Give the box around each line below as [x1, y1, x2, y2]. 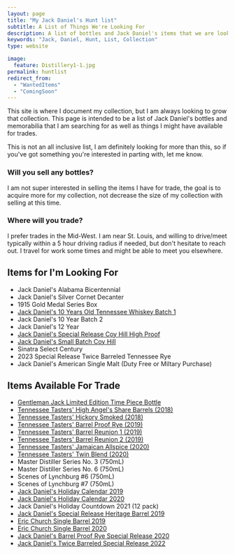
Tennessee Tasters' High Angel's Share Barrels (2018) [17, 406, 173, 414]
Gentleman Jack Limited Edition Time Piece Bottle [17, 398, 162, 407]
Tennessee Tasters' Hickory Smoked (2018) [17, 413, 143, 421]
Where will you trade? [7, 216, 83, 226]
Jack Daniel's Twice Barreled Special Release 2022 [17, 539, 166, 548]
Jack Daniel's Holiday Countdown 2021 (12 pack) [17, 502, 159, 511]
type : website [7, 43, 49, 50]
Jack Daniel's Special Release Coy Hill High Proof [17, 330, 161, 338]
